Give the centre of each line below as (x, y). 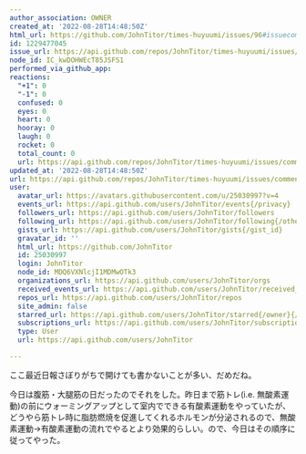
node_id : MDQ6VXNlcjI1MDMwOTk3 (77, 273)
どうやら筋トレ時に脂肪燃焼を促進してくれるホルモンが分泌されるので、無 (149, 417)
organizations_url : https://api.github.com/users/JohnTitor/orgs (144, 281)
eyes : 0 (32, 111)
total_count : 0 (46, 153)
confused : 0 (41, 103)
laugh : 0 (34, 137)
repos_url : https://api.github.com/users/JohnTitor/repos (130, 297)
